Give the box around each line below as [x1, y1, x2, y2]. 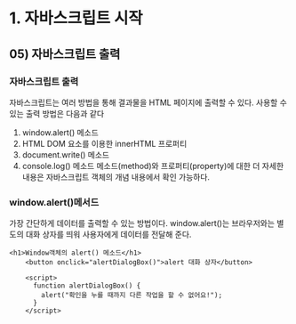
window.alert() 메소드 [21, 126, 100, 138]
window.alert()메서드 [9, 196, 100, 208]
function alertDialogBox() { [32, 281, 141, 290]
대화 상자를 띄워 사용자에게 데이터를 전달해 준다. [25, 229, 192, 240]
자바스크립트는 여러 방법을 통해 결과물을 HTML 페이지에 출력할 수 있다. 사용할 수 [9, 97, 287, 108]
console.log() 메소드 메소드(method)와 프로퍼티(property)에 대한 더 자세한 [21, 160, 284, 171]
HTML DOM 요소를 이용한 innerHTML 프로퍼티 [21, 138, 188, 149]
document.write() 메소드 [21, 149, 110, 160]
